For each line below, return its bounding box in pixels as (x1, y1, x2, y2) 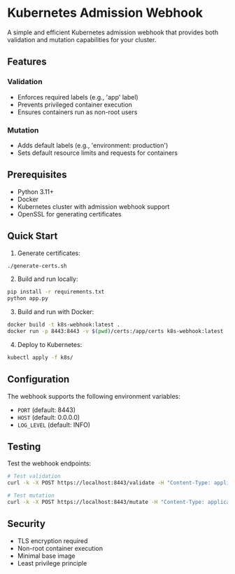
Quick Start (7, 230, 58, 242)
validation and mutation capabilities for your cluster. (7, 35, 157, 43)
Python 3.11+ (17, 187, 55, 196)
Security (7, 518, 45, 530)
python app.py (7, 295, 49, 302)
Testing (7, 441, 41, 453)
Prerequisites (7, 169, 67, 181)
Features (7, 56, 47, 68)
